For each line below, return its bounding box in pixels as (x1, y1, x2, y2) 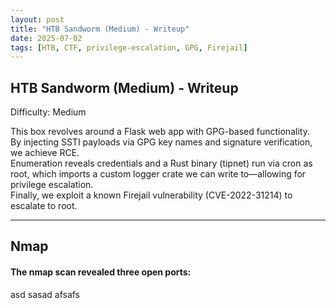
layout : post (10, 14, 65, 25)
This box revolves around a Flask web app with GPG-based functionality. (10, 126, 310, 138)
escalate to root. (10, 200, 78, 212)
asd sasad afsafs (10, 288, 81, 300)
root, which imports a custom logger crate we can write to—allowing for (10, 168, 307, 180)
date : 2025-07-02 (10, 33, 83, 43)
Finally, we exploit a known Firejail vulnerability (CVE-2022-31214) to (10, 189, 293, 201)
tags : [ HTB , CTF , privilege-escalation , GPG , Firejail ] (10, 42, 248, 53)
